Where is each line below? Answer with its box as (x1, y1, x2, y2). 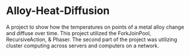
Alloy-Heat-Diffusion (6, 4, 110, 18)
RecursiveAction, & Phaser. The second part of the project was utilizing (6, 36, 177, 43)
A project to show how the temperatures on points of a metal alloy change (6, 23, 184, 30)
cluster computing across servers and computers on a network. (6, 42, 160, 49)
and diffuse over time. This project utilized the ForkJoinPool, (6, 29, 151, 36)
